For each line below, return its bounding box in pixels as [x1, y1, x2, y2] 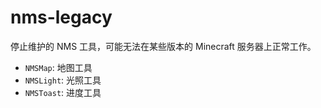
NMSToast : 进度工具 [24, 86, 102, 98]
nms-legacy [10, 6, 113, 29]
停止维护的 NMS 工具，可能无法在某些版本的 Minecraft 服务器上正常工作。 [10, 40, 317, 52]
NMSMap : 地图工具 [24, 61, 93, 73]
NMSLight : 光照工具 [24, 74, 102, 86]
